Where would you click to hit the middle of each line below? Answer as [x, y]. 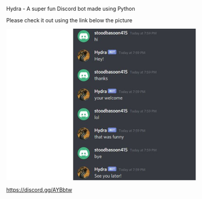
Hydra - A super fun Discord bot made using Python [71, 9]
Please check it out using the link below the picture [69, 20]
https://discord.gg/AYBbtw [39, 189]
